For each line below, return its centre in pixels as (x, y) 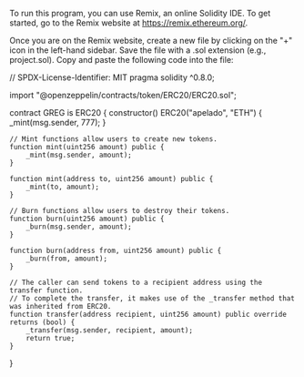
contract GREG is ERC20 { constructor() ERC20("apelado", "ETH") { (136, 112)
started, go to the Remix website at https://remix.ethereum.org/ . (129, 23)
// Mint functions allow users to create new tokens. (114, 139)
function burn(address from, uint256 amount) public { (116, 250)
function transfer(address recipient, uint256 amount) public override (148, 314)
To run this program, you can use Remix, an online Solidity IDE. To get (140, 13)
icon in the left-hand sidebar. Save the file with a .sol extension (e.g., (138, 50)
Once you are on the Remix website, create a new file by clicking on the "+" (151, 41)
